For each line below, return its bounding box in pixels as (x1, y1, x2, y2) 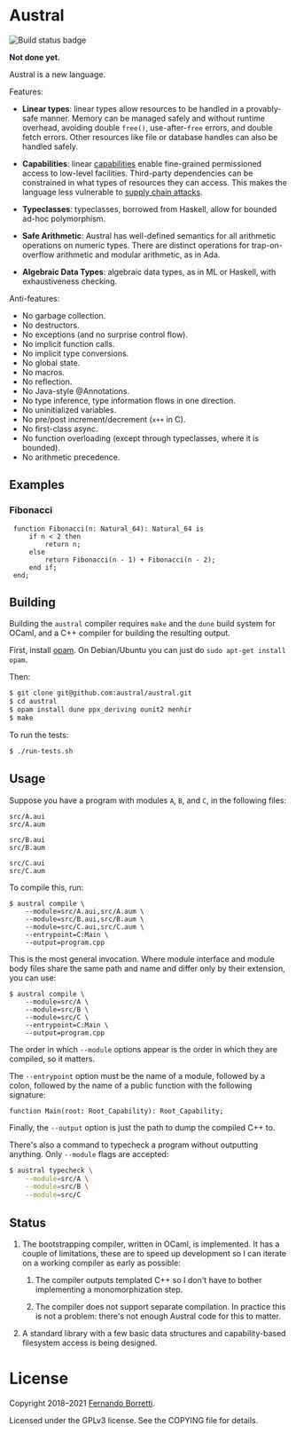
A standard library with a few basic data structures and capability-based (21, 1327, 286, 1338)
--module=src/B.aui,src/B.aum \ (25, 915, 144, 924)
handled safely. (21, 141, 78, 152)
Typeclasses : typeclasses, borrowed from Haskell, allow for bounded (21, 203, 277, 214)
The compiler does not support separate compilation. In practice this (35, 1301, 286, 1311)
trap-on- (251, 240, 284, 250)
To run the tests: (9, 729, 69, 740)
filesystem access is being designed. (21, 1337, 158, 1348)
